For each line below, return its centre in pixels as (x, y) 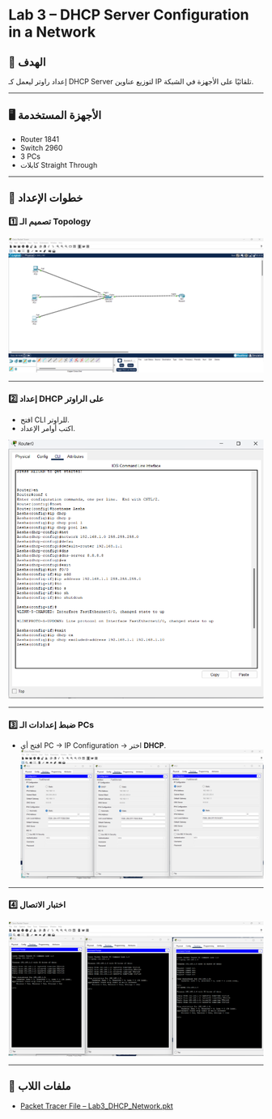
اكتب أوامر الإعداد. (47, 428)
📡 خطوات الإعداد (46, 198)
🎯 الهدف (27, 62)
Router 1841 (39, 139)
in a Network (52, 32)
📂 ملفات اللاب (40, 1086)
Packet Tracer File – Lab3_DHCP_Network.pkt (96, 1106)
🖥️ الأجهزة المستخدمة (55, 115)
